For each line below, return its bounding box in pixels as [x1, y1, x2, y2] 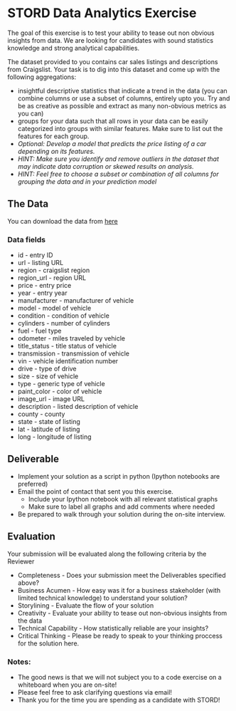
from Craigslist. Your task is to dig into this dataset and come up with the [7, 65, 220, 73]
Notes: [7, 657, 31, 667]
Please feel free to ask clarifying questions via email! [17, 687, 173, 696]
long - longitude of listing [17, 432, 92, 441]
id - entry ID [17, 251, 53, 259]
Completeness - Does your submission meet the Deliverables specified [17, 571, 226, 579]
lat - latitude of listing [17, 425, 80, 434]
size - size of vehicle [17, 372, 79, 380]
